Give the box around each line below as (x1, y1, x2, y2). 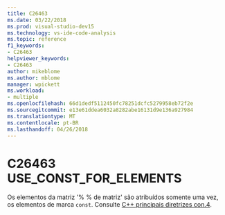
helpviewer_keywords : (7, 55, 70, 62)
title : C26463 (7, 10, 48, 17)
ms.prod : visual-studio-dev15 (7, 23, 95, 30)
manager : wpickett (7, 81, 60, 88)
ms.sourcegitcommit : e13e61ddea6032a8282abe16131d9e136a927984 (7, 106, 194, 113)
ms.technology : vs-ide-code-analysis (7, 29, 116, 37)
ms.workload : (7, 87, 45, 94)
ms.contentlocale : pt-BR (7, 119, 79, 127)
